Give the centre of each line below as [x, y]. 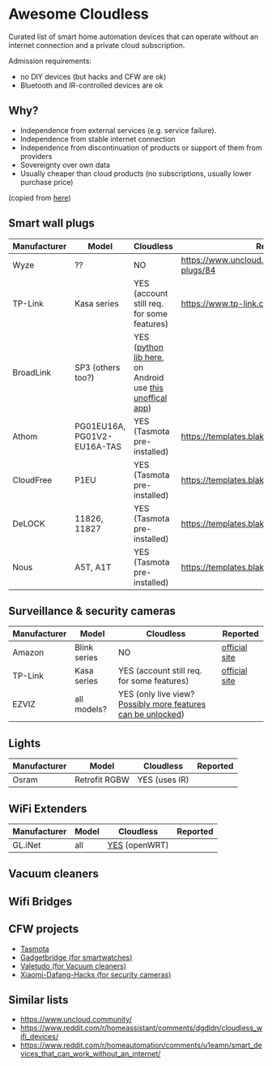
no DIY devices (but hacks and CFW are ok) [93, 76]
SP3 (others [97, 368]
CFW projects [44, 929]
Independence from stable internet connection [98, 139]
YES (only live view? [156, 694]
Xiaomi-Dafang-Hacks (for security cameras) [96, 974]
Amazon [28, 652]
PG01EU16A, [100, 426]
